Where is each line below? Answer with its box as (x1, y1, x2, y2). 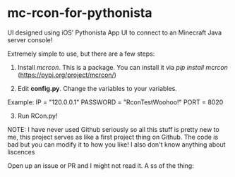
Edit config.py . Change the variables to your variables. (17, 84, 178, 92)
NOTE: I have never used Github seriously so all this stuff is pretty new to (7, 125, 220, 133)
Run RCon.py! (17, 111, 58, 120)
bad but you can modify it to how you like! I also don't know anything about (7, 140, 226, 149)
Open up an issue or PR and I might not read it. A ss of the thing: (7, 161, 194, 170)
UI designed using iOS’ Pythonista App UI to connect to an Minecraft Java (7, 28, 222, 37)
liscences (7, 147, 35, 156)
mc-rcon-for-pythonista (7, 5, 152, 21)
